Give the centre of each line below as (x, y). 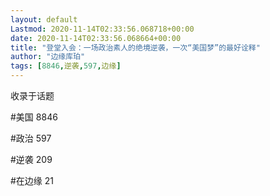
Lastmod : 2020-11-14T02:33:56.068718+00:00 (102, 29)
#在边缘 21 (32, 180)
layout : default (44, 19)
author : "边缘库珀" (48, 57)
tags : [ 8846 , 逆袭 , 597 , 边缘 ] (66, 66)
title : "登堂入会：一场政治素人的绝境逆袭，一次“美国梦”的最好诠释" (135, 47)
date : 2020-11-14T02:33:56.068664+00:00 (96, 38)
